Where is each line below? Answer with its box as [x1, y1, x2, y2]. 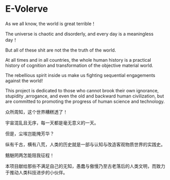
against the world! [5, 78, 43, 84]
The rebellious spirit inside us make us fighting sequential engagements [5, 72, 156, 78]
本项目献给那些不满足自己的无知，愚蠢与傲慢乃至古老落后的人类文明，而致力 [5, 163, 165, 169]
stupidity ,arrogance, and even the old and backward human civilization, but [5, 93, 164, 99]
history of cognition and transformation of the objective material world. [5, 62, 153, 68]
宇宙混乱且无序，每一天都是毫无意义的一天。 [5, 119, 99, 125]
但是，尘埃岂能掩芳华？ [5, 131, 54, 137]
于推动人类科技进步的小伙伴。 [5, 169, 67, 175]
